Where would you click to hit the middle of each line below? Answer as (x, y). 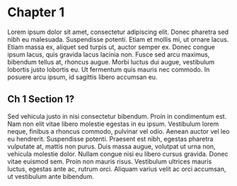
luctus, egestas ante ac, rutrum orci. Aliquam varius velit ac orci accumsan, (117, 169)
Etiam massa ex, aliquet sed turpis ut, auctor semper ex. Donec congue (111, 47)
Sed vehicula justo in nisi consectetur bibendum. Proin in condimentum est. (117, 116)
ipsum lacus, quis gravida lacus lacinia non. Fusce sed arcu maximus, (109, 54)
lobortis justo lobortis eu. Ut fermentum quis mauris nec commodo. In (109, 69)
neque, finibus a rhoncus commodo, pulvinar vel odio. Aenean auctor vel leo (118, 131)
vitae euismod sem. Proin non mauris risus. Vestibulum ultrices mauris (110, 161)
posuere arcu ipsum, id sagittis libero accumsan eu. (82, 77)
